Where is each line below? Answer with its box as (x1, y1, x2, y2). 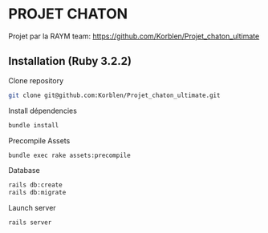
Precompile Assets (8, 135, 71, 145)
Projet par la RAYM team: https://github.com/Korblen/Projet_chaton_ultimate (8, 31, 260, 41)
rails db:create (8, 181, 63, 189)
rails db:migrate (8, 189, 67, 197)
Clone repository (8, 75, 64, 85)
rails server (8, 219, 52, 227)
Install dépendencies (8, 106, 78, 115)
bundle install (8, 121, 59, 129)
